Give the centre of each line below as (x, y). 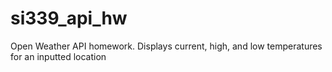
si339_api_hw (69, 18)
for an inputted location (58, 56)
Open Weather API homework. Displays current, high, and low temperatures (166, 46)
